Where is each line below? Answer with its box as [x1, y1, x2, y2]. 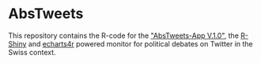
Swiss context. [8, 47, 57, 57]
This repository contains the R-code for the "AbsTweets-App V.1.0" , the [8, 31, 240, 40]
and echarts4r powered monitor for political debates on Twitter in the [28, 39, 253, 48]
